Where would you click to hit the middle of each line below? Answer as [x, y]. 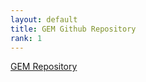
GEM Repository [44, 67]
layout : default [44, 19]
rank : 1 [26, 38]
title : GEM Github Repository [73, 29]
